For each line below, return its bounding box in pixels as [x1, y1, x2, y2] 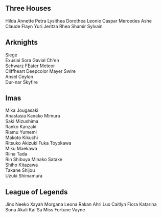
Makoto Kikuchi [5, 134, 38, 141]
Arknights [5, 38, 38, 47]
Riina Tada [5, 151, 28, 157]
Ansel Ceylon [5, 73, 33, 80]
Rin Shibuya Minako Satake [5, 156, 63, 163]
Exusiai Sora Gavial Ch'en [5, 57, 60, 63]
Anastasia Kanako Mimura [5, 113, 60, 119]
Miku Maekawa [5, 146, 37, 152]
